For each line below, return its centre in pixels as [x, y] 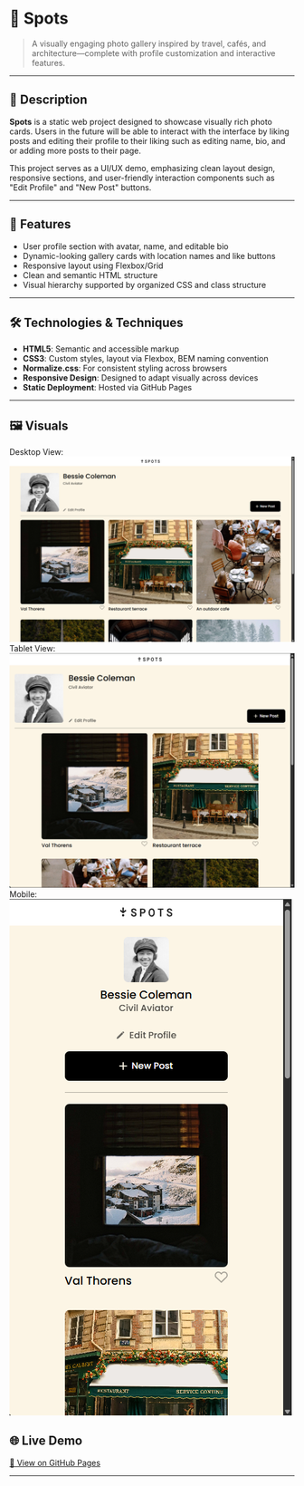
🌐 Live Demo [46, 1441]
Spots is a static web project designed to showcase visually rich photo [141, 121]
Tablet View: [33, 648]
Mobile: [24, 894]
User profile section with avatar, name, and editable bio [125, 246]
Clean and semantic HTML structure [90, 275]
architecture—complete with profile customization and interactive [153, 53]
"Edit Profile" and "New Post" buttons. [81, 187]
